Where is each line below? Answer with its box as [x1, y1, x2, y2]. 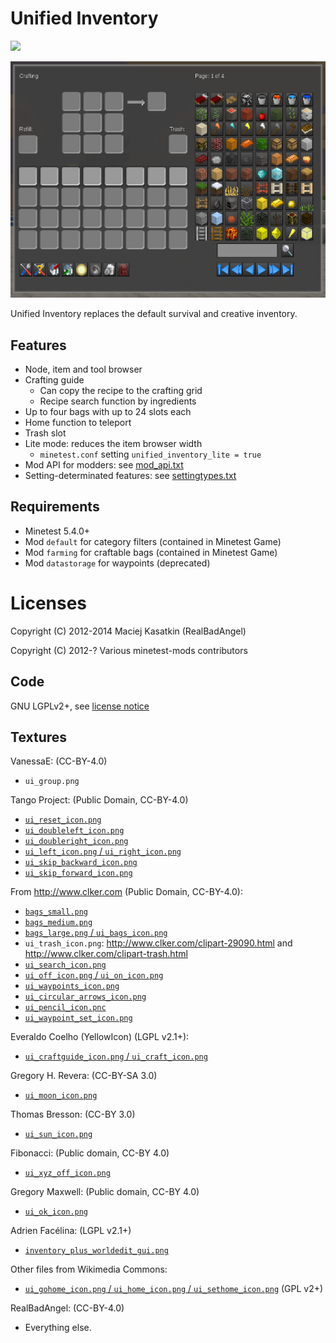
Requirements [10, 498, 100, 516]
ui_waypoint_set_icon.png [24, 1013, 133, 1024]
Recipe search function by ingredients [39, 395, 197, 407]
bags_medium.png [24, 918, 93, 928]
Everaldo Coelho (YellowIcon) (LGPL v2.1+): [10, 1031, 190, 1043]
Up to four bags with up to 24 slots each [24, 405, 192, 417]
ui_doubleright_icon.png [24, 837, 129, 847]
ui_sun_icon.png [24, 1130, 93, 1140]
